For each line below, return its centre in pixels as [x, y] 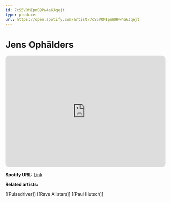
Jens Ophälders [39, 44]
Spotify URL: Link [24, 175]
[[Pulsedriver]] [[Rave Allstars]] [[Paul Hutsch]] [54, 194]
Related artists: [22, 184]
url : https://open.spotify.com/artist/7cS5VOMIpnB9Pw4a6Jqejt [73, 19]
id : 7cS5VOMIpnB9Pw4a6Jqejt [35, 10]
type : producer [21, 15]
